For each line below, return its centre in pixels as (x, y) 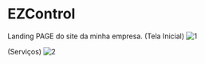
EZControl (41, 14)
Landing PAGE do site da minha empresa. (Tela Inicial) (96, 36)
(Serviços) (24, 51)
